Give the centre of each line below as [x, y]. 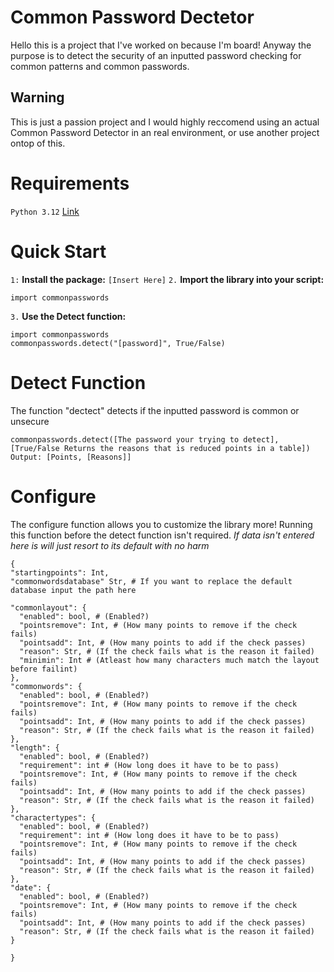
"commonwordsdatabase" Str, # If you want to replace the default [151, 581]
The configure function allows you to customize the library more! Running [161, 524]
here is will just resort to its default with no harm [110, 545]
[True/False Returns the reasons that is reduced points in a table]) [160, 448]
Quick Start [58, 251]
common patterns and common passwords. [100, 66]
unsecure [30, 421]
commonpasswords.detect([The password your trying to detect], [145, 439]
